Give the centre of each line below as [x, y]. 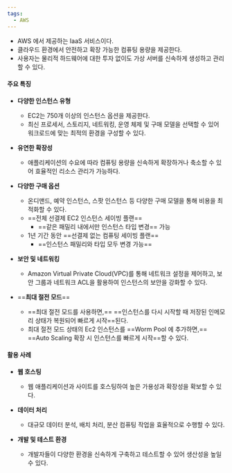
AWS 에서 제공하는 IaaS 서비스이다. [65, 41]
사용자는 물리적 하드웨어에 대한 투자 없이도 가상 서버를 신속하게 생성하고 [114, 58]
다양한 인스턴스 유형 [44, 101]
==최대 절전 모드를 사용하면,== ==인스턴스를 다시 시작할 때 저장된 [117, 312]
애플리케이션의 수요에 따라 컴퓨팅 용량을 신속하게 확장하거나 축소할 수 [121, 162]
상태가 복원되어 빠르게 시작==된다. [82, 320]
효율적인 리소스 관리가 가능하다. [78, 171]
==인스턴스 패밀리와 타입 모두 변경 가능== [95, 244]
